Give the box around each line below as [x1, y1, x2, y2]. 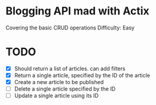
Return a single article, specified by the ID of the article [14, 71, 151, 79]
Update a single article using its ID [14, 92, 99, 100]
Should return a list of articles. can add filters [14, 65, 126, 72]
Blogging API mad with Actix [5, 4, 150, 18]
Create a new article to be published [14, 79, 104, 85]
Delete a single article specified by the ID [14, 85, 116, 92]
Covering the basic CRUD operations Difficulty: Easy [5, 24, 135, 31]
